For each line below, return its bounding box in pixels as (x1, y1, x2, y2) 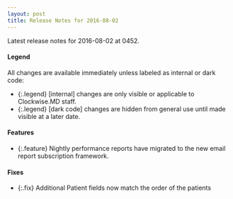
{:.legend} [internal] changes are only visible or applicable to (17, 89, 195, 98)
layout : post (7, 10, 46, 18)
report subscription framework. (17, 152, 109, 160)
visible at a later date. (17, 112, 81, 120)
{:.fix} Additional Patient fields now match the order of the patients (17, 183, 211, 192)
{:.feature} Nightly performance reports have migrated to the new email (17, 144, 226, 152)
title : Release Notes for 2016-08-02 (7, 17, 119, 24)
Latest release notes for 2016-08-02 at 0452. (7, 36, 140, 45)
